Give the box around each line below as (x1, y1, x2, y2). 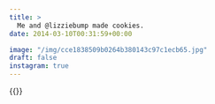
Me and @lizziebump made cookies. (17, 21, 144, 30)
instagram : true (9, 62, 69, 71)
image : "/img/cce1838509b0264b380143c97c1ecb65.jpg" (9, 45, 208, 54)
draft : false (9, 54, 58, 63)
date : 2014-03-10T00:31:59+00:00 (9, 29, 133, 38)
